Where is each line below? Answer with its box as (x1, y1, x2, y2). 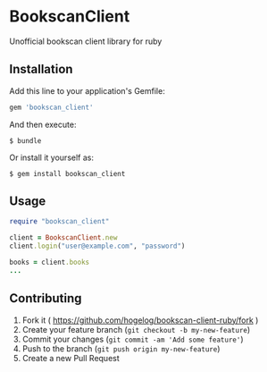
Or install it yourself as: (9, 152, 94, 163)
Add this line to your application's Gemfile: (9, 85, 165, 96)
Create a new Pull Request (21, 352, 121, 363)
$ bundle (9, 136, 42, 145)
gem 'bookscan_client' (9, 103, 94, 112)
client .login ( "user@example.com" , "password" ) (9, 241, 186, 251)
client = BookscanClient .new (9, 233, 118, 242)
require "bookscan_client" (9, 217, 110, 226)
